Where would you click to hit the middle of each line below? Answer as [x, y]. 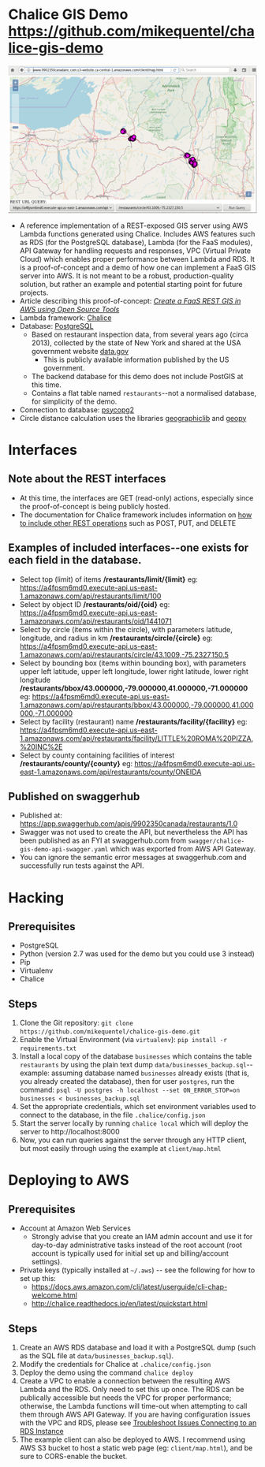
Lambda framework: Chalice [65, 318]
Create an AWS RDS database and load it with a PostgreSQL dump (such [138, 1347]
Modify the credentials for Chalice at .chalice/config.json [115, 1364]
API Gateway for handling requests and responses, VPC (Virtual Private [135, 251]
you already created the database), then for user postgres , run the [127, 1082]
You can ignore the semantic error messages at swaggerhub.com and [133, 858]
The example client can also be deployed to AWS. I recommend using [132, 1439]
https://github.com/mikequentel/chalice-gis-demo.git [110, 1032]
